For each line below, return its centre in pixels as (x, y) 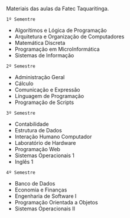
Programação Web (38, 149)
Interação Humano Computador (53, 136)
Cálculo (24, 83)
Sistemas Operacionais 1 (45, 155)
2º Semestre (21, 66)
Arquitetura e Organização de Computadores (69, 37)
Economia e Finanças (41, 190)
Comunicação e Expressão (47, 90)
